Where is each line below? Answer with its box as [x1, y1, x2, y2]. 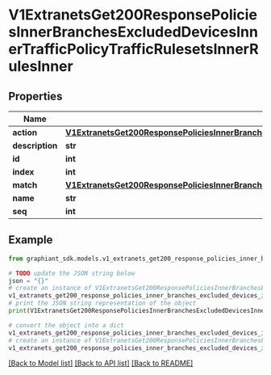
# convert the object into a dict [8, 321, 125, 329]
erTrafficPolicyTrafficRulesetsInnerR [8, 40, 260, 58]
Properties [8, 89, 63, 103]
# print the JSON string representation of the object [8, 299, 197, 308]
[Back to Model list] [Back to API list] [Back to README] [8, 358, 194, 369]
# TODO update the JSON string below [8, 269, 135, 277]
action [12, 127, 38, 138]
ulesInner [8, 57, 74, 76]
